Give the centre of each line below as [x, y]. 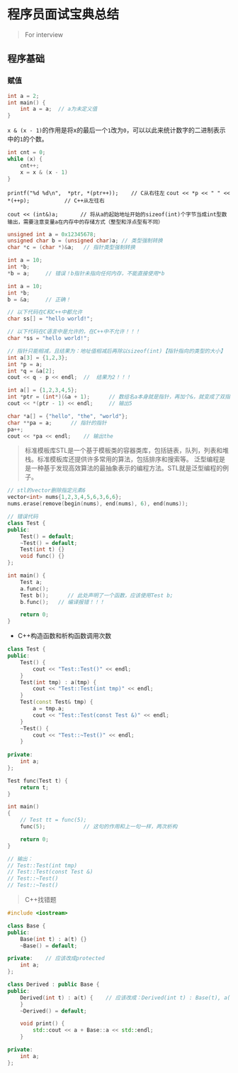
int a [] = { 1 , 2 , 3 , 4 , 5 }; [42, 390]
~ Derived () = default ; [53, 1011]
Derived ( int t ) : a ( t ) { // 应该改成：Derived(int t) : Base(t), [120, 998]
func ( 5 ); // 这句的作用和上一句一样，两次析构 [99, 827]
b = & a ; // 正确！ [39, 299]
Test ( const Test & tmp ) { [57, 702]
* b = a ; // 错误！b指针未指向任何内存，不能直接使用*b [86, 273]
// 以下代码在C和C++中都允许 [45, 312]
